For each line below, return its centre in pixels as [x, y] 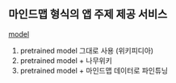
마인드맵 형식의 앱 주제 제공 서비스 [88, 14]
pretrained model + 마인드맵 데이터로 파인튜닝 [94, 70]
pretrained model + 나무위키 [66, 60]
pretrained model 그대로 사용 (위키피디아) [87, 50]
